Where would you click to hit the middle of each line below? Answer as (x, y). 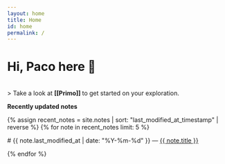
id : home (20, 26)
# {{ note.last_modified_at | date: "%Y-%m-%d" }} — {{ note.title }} (103, 141)
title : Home (24, 20)
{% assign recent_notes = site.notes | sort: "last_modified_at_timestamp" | (113, 120)
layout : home (26, 13)
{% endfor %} (27, 154)
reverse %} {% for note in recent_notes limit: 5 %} (79, 127)
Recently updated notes (42, 107)
